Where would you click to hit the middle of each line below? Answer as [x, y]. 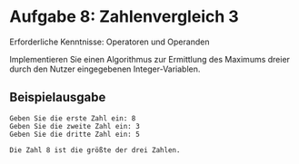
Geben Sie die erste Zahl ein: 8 [73, 118]
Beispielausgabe [58, 97]
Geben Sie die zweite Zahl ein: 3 [75, 126]
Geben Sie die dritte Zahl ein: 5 [75, 134]
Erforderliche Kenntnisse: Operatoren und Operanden [110, 42]
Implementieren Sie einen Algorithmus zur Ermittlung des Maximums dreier [150, 59]
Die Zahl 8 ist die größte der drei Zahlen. [95, 150]
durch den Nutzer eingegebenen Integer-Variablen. [105, 69]
